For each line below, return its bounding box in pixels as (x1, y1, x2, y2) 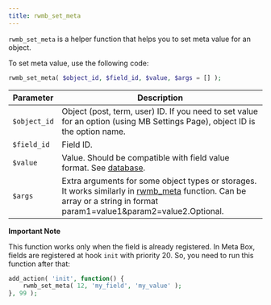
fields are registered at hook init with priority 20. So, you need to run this (8, 250, 254, 260)
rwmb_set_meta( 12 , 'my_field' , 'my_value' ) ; (23, 282, 182, 290)
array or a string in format (61, 195, 159, 207)
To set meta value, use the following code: (8, 58, 149, 68)
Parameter (12, 92, 54, 103)
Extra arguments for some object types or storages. (61, 175, 257, 186)
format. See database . (61, 162, 146, 173)
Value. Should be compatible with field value (61, 152, 230, 163)
